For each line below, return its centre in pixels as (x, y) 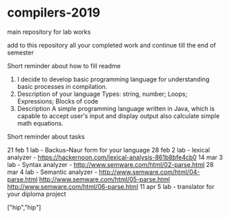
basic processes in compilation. (62, 86)
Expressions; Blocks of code (58, 101)
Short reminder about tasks (46, 137)
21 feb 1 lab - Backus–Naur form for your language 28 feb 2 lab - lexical (109, 150)
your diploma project (37, 194)
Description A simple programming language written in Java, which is (116, 108)
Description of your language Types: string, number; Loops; (102, 94)
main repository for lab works (49, 32)
